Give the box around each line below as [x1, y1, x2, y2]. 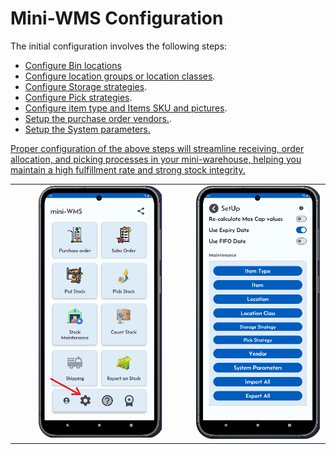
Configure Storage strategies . [24, 80, 148, 92]
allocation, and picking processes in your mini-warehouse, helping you [10, 153, 302, 165]
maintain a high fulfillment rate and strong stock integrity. [10, 163, 246, 176]
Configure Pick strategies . [24, 91, 133, 103]
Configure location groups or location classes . [24, 70, 216, 82]
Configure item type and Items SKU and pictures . [24, 102, 228, 114]
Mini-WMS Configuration [10, 7, 224, 30]
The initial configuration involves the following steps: [10, 40, 228, 52]
